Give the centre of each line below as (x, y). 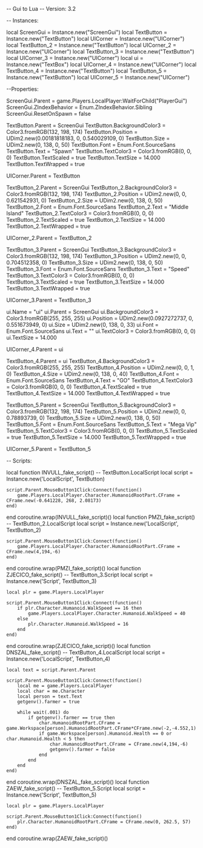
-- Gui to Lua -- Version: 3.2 (41, 9)
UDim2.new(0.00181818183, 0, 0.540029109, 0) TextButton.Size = (88, 138)
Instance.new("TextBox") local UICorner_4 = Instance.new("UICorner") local (101, 64)
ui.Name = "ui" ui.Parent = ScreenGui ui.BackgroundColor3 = (82, 312)
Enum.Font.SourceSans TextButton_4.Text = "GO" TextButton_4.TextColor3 (99, 380)
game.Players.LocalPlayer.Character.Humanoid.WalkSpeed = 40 (107, 613)
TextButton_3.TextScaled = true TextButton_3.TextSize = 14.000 (85, 282)
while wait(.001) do (43, 712)
